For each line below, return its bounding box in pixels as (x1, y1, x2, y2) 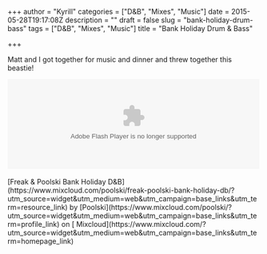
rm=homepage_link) (7, 236, 74, 246)
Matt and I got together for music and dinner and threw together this (7, 55, 233, 64)
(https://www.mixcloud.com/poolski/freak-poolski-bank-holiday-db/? (7, 185, 235, 195)
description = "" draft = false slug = (65, 15, 182, 25)
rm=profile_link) (7, 220, 60, 228)
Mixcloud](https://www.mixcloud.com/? (76, 220, 207, 228)
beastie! (7, 63, 34, 73)
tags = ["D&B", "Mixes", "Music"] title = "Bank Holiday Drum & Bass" (28, 24, 253, 33)
